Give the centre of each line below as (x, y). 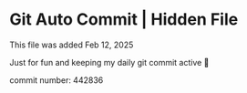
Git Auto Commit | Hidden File (124, 20)
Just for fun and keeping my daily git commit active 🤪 (109, 62)
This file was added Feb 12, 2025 (72, 45)
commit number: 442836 (57, 80)
